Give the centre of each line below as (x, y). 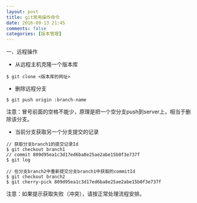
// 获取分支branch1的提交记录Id (42, 144)
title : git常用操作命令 (33, 17)
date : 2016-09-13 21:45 (36, 23)
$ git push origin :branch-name (46, 100)
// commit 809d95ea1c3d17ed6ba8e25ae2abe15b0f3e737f (73, 155)
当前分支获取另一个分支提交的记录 (57, 132)
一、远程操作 (22, 52)
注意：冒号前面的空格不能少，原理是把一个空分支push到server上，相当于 (96, 112)
